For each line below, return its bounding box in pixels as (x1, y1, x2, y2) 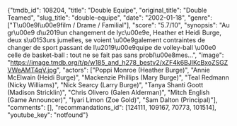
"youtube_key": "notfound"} (7, 111, 89, 119)
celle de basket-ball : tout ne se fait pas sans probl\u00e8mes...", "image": (7, 51, 224, 59)
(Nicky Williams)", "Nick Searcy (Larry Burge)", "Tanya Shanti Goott (7, 81, 204, 89)
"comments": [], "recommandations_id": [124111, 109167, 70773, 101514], (7, 103, 217, 111)
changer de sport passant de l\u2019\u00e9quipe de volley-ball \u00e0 (7, 44, 216, 51)
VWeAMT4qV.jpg (7, 66, 57, 74)
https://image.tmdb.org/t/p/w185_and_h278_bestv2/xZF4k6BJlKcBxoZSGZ (10, 58, 229, 66)
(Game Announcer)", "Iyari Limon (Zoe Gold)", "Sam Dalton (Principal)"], (7, 96, 218, 104)
